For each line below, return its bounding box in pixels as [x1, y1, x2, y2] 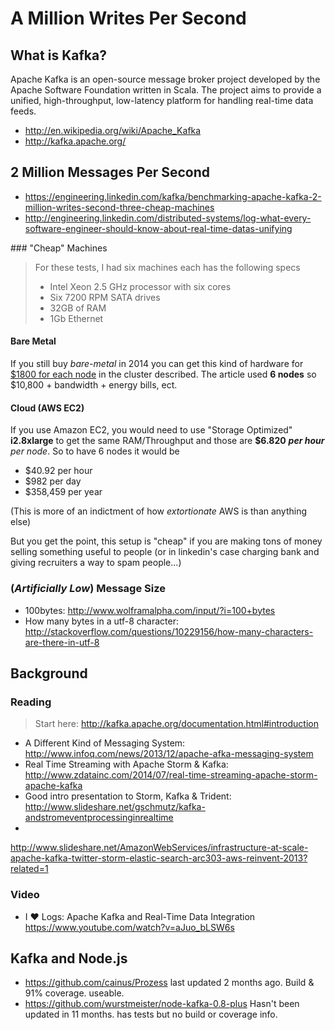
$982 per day [24, 475, 82, 487]
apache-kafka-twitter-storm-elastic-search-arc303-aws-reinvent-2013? [10, 852, 308, 864]
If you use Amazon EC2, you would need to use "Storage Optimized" [10, 424, 293, 436]
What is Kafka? [10, 47, 107, 64]
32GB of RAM [49, 302, 107, 314]
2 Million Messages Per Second [10, 164, 211, 181]
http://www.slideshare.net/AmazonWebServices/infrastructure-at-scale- [10, 842, 309, 854]
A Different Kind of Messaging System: [24, 737, 186, 749]
